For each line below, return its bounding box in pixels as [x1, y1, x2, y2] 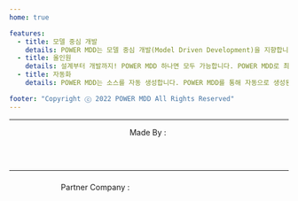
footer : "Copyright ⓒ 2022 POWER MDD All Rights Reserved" [9, 94, 235, 103]
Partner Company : [60, 182, 130, 193]
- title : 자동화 [17, 70, 72, 80]
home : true [9, 12, 50, 22]
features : [9, 28, 46, 38]
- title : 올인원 [17, 54, 72, 63]
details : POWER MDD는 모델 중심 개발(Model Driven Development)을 [25, 45, 261, 54]
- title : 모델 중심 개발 [17, 37, 98, 46]
